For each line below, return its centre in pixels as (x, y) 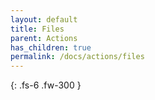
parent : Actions (44, 38)
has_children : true (51, 47)
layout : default (44, 19)
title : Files (37, 29)
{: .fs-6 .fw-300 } (46, 85)
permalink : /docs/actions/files (77, 57)
